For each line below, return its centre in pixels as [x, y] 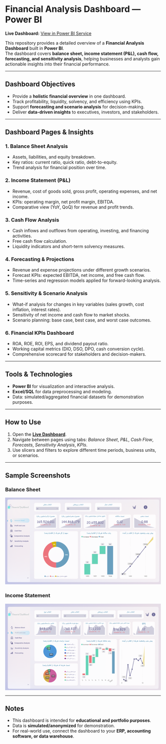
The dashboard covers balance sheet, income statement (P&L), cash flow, [82, 53]
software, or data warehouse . [43, 736]
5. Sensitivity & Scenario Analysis [46, 293]
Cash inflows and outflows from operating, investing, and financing [81, 231]
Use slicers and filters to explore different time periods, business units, [84, 450]
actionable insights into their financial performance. [58, 64]
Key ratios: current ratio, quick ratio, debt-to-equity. [65, 162]
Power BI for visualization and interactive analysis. [63, 386]
